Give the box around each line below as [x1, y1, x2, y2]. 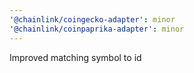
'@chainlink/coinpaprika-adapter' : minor [9, 24, 185, 34]
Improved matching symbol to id [9, 51, 142, 63]
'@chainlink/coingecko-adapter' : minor [9, 14, 176, 25]
